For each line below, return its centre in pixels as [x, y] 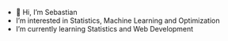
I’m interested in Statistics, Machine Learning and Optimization [118, 20]
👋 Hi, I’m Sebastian [46, 12]
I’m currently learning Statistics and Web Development [104, 29]
